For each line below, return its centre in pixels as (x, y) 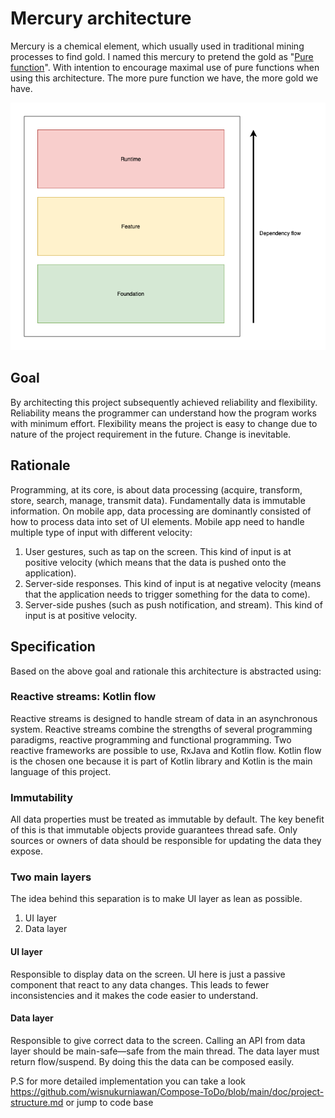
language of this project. (61, 771)
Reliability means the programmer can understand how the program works (163, 413)
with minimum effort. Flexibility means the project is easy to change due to (164, 423)
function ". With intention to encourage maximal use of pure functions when (165, 67)
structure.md (37, 1102)
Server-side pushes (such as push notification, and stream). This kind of (173, 604)
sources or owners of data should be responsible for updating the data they (166, 841)
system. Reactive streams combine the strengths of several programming (161, 729)
